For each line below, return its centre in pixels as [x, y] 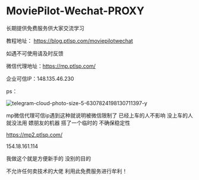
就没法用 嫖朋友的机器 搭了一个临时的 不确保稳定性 [68, 122]
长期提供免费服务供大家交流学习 [45, 28]
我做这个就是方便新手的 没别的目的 [48, 158]
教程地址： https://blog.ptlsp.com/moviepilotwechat [70, 40]
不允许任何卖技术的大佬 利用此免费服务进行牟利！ [67, 171]
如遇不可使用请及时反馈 [35, 53]
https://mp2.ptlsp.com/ [34, 134]
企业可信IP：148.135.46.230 [40, 78]
